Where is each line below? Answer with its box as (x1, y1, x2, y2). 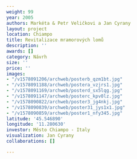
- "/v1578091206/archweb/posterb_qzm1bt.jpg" (6, 76, 123, 82)
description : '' (6, 43, 47, 49)
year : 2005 (6, 15, 34, 21)
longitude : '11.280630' (6, 122, 66, 128)
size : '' (6, 59, 28, 65)
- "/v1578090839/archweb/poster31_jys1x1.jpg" (6, 104, 126, 111)
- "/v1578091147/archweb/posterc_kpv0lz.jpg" (6, 93, 123, 99)
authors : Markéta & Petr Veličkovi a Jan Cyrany (6, 20, 131, 26)
